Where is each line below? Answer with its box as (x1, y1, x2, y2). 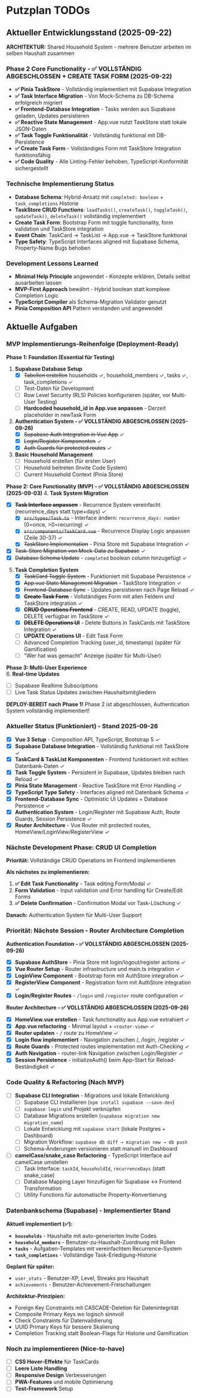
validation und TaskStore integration (14, 225, 104, 232)
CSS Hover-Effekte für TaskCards (14, 1358, 99, 1366)
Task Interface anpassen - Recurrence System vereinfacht (14, 501, 161, 509)
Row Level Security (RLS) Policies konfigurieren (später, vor (23, 391, 171, 398)
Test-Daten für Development (23, 385, 94, 392)
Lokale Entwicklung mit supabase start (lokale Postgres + (23, 1125, 166, 1133)
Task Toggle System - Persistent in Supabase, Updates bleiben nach (14, 768, 185, 776)
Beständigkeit (14, 1063, 49, 1070)
